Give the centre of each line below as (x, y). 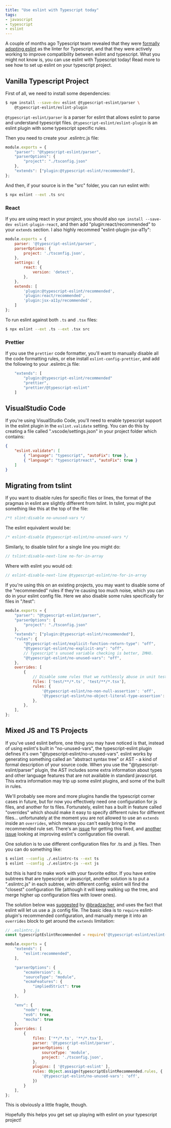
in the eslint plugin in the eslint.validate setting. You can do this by (77, 426)
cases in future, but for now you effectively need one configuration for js (81, 801)
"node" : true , (38, 1010)
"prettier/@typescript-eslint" (57, 388)
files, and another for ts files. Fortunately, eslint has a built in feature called (83, 807)
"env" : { (24, 1005)
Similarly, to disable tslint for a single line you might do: (63, 547)
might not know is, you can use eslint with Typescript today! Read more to (83, 60)
